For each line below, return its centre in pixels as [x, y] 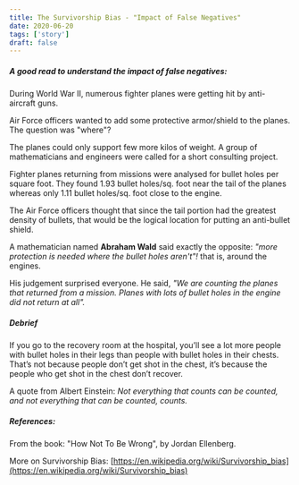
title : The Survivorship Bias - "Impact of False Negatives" [125, 17]
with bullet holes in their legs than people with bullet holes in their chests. [144, 355]
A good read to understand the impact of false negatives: [118, 71]
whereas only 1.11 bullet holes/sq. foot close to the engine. [116, 193]
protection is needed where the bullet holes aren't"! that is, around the [138, 257]
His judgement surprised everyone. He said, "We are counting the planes [144, 284]
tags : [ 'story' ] [39, 34]
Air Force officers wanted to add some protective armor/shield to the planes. [150, 121]
